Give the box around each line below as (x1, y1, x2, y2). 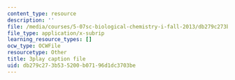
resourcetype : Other (7, 49, 68, 56)
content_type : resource (7, 10, 77, 17)
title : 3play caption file (7, 56, 86, 63)
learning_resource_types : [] (7, 36, 92, 43)
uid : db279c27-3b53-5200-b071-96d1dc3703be (7, 62, 136, 69)
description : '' (7, 17, 55, 24)
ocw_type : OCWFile (7, 42, 61, 49)
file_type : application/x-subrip (7, 29, 105, 37)
